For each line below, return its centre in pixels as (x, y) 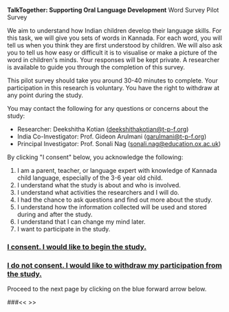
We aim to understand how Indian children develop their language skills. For (115, 31)
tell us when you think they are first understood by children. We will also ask (115, 45)
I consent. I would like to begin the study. (77, 247)
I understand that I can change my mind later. (81, 222)
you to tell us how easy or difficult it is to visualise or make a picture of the (112, 52)
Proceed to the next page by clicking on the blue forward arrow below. (107, 289)
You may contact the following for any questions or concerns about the (108, 108)
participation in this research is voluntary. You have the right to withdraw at (113, 88)
